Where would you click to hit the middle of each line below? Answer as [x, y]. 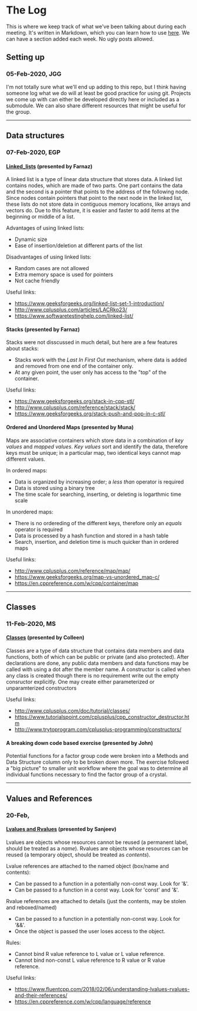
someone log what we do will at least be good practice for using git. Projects [98, 93]
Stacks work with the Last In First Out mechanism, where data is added [101, 360]
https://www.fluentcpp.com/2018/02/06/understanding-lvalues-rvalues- [102, 989]
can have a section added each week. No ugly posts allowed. [80, 39]
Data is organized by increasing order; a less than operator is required [99, 482]
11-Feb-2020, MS [31, 624]
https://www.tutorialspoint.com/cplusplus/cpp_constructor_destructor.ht [102, 717]
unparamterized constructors [41, 688]
